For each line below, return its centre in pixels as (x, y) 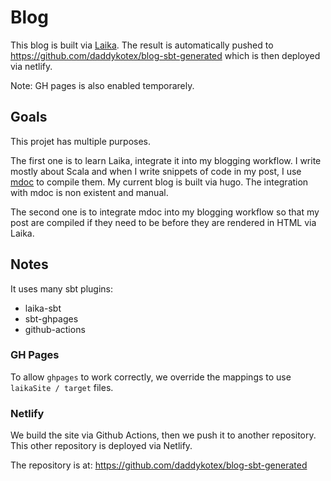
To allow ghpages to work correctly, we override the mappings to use (151, 377)
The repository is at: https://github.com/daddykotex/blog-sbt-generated (159, 465)
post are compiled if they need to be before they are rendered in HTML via (163, 222)
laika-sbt (43, 308)
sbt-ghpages (51, 318)
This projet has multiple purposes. (81, 141)
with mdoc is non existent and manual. (89, 192)
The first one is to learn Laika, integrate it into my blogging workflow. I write (166, 160)
